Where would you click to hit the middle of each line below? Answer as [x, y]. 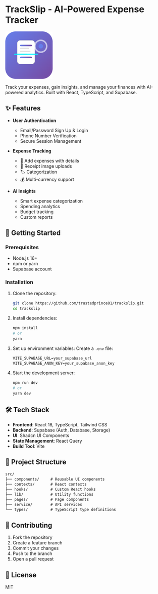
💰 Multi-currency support [47, 179]
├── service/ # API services [44, 505]
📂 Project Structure [36, 462]
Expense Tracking [32, 151]
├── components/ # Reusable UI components [55, 480]
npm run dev [25, 383]
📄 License [21, 575]
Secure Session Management [51, 141]
